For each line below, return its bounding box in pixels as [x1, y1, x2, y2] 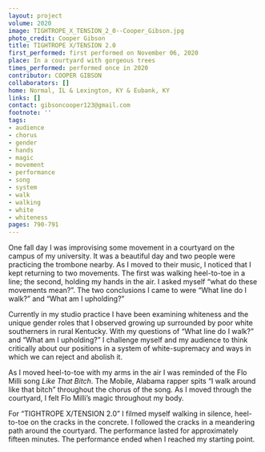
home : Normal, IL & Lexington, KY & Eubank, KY [8, 86, 171, 95]
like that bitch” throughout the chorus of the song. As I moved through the [8, 385, 252, 394]
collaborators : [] [8, 79, 70, 87]
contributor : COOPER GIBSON [8, 71, 102, 79]
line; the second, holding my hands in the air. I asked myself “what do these [8, 277, 258, 287]
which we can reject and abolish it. [8, 352, 122, 362]
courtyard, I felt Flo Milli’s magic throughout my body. [8, 393, 184, 403]
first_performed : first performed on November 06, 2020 [8, 49, 199, 57]
